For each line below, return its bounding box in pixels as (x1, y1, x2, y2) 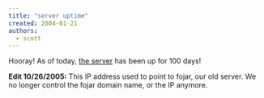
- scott (15, 34, 42, 43)
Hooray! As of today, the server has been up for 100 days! (8, 56, 202, 66)
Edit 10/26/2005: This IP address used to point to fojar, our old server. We (8, 71, 257, 81)
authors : (8, 27, 38, 35)
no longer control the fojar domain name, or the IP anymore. (8, 80, 208, 90)
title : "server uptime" (8, 11, 89, 20)
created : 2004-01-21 (8, 19, 79, 27)
